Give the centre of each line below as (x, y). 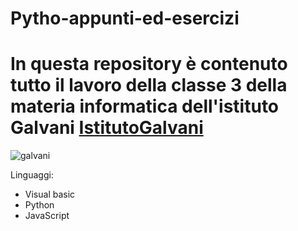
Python (39, 205)
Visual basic (50, 194)
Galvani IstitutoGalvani (107, 128)
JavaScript (47, 216)
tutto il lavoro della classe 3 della (149, 85)
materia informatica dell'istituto (145, 106)
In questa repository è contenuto (149, 64)
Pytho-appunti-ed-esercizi (125, 18)
